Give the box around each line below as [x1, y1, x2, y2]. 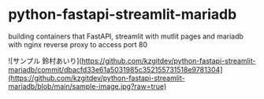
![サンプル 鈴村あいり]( [8, 56, 82, 65]
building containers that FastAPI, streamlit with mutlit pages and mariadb [8, 31, 244, 41]
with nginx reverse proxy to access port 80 [8, 39, 148, 49]
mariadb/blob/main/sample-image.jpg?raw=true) [8, 81, 167, 91]
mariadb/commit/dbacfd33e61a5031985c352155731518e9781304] [8, 64, 223, 74]
